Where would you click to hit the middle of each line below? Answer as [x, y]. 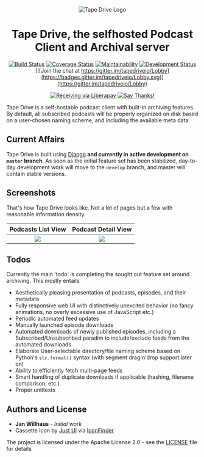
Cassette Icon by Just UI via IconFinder [65, 431]
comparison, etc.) [37, 384]
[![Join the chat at [58, 70]
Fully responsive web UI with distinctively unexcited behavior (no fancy [104, 305]
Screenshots [31, 193]
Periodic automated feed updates [57, 319]
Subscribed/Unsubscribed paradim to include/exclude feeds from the [102, 338]
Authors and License [47, 409]
